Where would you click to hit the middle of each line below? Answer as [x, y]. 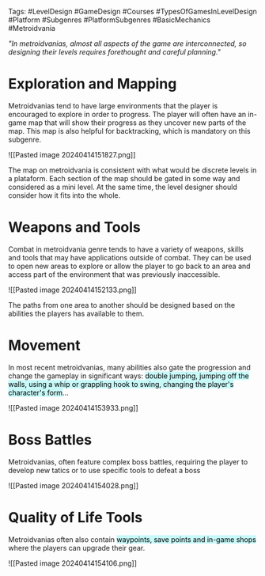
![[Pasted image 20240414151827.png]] [72, 154]
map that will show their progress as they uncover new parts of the [137, 123]
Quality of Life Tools [76, 517]
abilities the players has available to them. [76, 313]
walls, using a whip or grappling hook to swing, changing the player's [121, 384]
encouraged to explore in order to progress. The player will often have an [127, 114]
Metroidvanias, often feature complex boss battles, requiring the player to [128, 461]
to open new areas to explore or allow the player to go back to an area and [129, 266]
